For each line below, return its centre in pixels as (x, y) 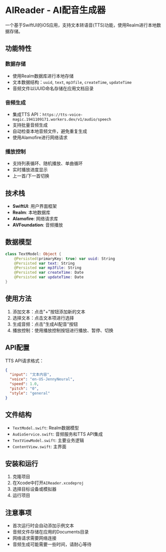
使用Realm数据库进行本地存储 (43, 76)
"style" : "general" (30, 393)
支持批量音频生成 (30, 125)
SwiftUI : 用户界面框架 (34, 206)
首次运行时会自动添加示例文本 (43, 526)
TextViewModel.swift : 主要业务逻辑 (48, 440)
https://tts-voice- (63, 115)
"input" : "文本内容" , (30, 375)
